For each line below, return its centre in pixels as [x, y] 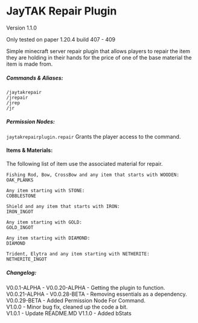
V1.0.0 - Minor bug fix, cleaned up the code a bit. [67, 307]
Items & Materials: [30, 150]
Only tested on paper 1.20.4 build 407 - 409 [61, 39]
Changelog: [21, 272]
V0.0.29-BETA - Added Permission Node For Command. [76, 301]
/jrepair [17, 98]
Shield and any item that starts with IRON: [63, 207]
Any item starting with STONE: [46, 191]
